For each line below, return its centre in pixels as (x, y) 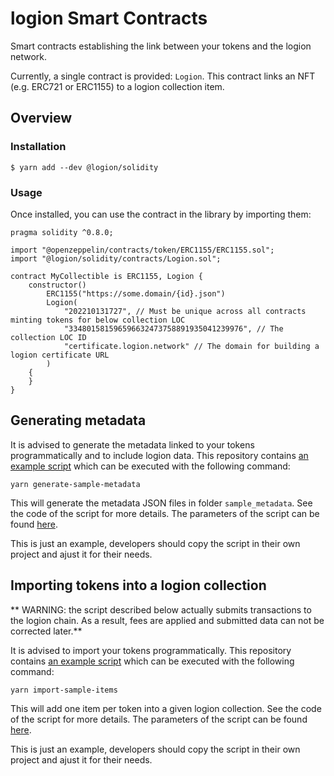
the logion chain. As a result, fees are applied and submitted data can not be (167, 620)
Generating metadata (78, 420)
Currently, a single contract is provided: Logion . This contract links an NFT (163, 76)
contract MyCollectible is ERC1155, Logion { (106, 276)
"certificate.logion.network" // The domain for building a (191, 346)
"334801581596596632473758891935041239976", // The (173, 328)
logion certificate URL (60, 355)
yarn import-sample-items (64, 690)
